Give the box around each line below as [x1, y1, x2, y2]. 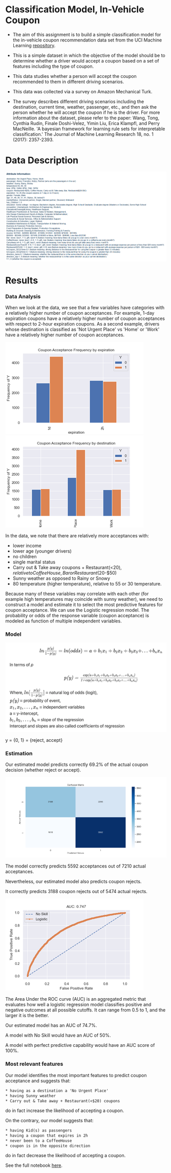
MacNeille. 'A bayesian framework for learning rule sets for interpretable [12, 126, 165, 132]
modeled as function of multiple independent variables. [5, 618, 122, 624]
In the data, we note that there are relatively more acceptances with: [5, 533, 149, 539]
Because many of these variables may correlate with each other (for [5, 591, 149, 597]
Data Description [5, 155, 79, 166]
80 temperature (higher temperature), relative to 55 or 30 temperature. [12, 581, 162, 587]
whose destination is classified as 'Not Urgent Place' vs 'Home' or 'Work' [5, 327, 160, 333]
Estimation [5, 750, 33, 757]
